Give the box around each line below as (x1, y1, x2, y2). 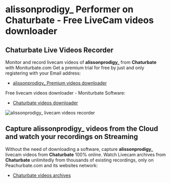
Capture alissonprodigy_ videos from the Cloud (5, 124, 158, 133)
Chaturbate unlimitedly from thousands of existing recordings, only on (5, 157, 154, 163)
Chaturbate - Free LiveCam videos (5, 14, 154, 26)
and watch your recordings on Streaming (5, 132, 138, 141)
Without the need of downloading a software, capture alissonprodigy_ (5, 146, 153, 152)
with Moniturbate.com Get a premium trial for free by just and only (5, 65, 144, 71)
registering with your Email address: (5, 70, 81, 76)
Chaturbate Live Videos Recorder (5, 45, 114, 54)
